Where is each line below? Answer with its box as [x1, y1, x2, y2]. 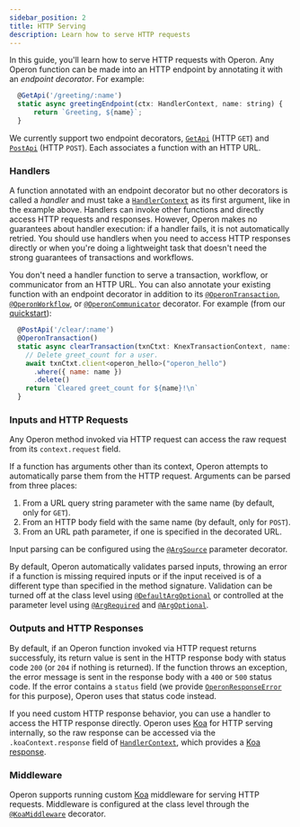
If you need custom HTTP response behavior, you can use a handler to [9, 708, 271, 719]
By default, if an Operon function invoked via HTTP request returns [9, 642, 258, 653]
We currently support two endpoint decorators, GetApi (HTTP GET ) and [9, 132, 269, 143]
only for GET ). [22, 507, 71, 518]
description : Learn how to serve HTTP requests [9, 30, 191, 39]
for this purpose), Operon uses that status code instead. [9, 690, 217, 701]
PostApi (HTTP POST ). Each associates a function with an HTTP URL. [9, 141, 261, 153]
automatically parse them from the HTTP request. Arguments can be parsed [9, 470, 291, 482]
